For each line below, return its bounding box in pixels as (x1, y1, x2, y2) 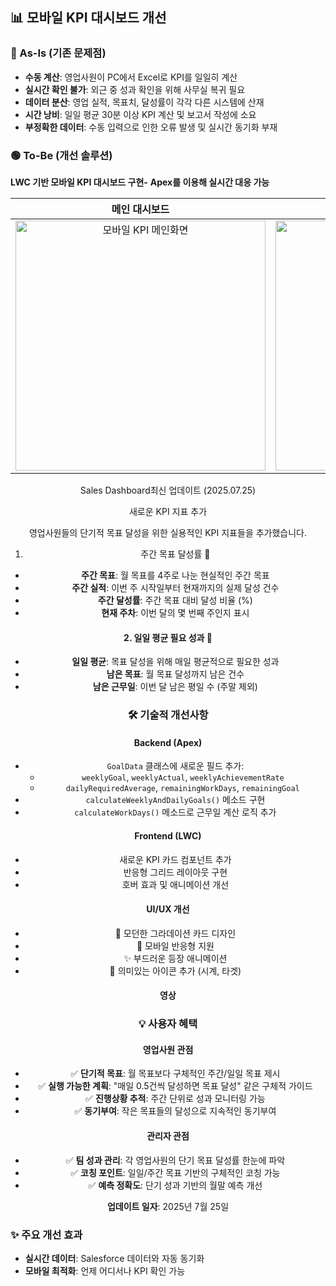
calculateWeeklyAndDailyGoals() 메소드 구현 (85, 794, 266, 806)
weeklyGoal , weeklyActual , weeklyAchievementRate (81, 771, 285, 783)
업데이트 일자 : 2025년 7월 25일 (106, 1200, 230, 1212)
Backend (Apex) (133, 736, 203, 748)
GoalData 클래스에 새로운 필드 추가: (106, 760, 245, 772)
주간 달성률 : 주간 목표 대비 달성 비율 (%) (97, 594, 253, 606)
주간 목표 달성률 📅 (140, 548, 211, 560)
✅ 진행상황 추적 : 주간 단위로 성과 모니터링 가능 (85, 1093, 266, 1105)
